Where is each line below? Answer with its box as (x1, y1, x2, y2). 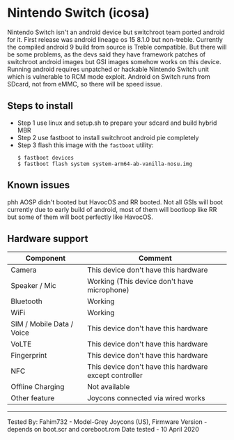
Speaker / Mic (10, 281, 57, 291)
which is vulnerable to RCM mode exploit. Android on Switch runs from (7, 72, 210, 81)
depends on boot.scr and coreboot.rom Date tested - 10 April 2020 (7, 425, 200, 434)
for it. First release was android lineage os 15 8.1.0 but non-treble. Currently (7, 35, 223, 43)
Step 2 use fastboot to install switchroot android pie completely (17, 133, 199, 142)
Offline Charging (10, 382, 65, 392)
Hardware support (7, 232, 88, 245)
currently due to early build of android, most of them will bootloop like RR (7, 205, 217, 213)
